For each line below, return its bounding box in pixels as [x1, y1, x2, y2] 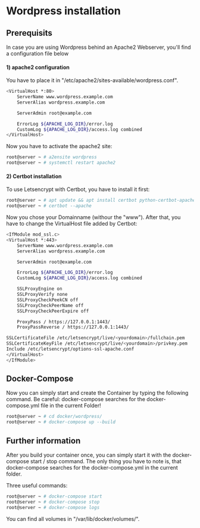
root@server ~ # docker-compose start [6, 493, 102, 499]
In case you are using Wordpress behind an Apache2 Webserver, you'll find [6, 43, 192, 51]
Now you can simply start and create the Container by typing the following [6, 389, 189, 396]
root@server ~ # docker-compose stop [6, 499, 100, 505]
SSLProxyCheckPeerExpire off [17, 308, 89, 314]
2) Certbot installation [6, 173, 62, 180]
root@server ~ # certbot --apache [6, 203, 92, 209]
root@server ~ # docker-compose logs [6, 504, 100, 510]
